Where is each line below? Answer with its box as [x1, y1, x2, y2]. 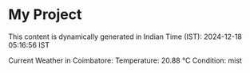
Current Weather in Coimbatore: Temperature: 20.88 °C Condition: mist [8, 56, 242, 65]
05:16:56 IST [8, 40, 50, 49]
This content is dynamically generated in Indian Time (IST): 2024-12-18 [8, 32, 242, 41]
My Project [8, 6, 82, 24]
